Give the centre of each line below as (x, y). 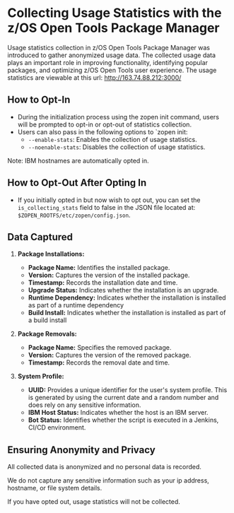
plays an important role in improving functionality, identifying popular (108, 62)
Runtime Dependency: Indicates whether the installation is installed (127, 297)
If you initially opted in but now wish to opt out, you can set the (109, 200)
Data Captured (40, 237)
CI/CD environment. (57, 427)
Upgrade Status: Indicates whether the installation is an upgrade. (123, 290)
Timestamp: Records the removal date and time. (99, 362)
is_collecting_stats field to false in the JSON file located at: (106, 207)
